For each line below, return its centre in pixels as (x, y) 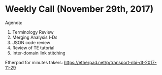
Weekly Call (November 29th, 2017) (79, 9)
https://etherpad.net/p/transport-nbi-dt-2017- (110, 62)
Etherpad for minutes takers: (34, 62)
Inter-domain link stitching (39, 53)
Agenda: (14, 23)
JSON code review (31, 42)
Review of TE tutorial (33, 48)
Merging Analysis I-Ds (35, 37)
